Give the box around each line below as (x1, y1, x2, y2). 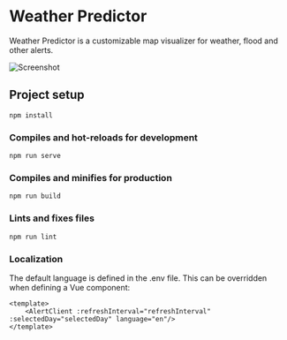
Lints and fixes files (9, 212, 95, 224)
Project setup (9, 87, 86, 102)
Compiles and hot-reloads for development (9, 131, 199, 143)
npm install (9, 110, 53, 120)
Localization (9, 253, 64, 265)
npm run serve (9, 152, 62, 161)
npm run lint (9, 232, 57, 241)
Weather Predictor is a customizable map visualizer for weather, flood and (9, 35, 278, 46)
